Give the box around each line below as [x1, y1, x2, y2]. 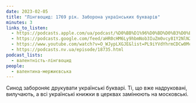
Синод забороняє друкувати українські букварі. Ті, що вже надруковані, [6, 84, 188, 91]
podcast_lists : [6, 52, 43, 58]
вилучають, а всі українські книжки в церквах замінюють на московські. [6, 91, 188, 98]
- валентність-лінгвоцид [11, 57, 72, 63]
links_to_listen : [6, 25, 48, 31]
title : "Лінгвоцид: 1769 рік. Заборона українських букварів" [6, 14, 160, 20]
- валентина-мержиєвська [11, 68, 72, 74]
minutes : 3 [6, 19, 33, 25]
